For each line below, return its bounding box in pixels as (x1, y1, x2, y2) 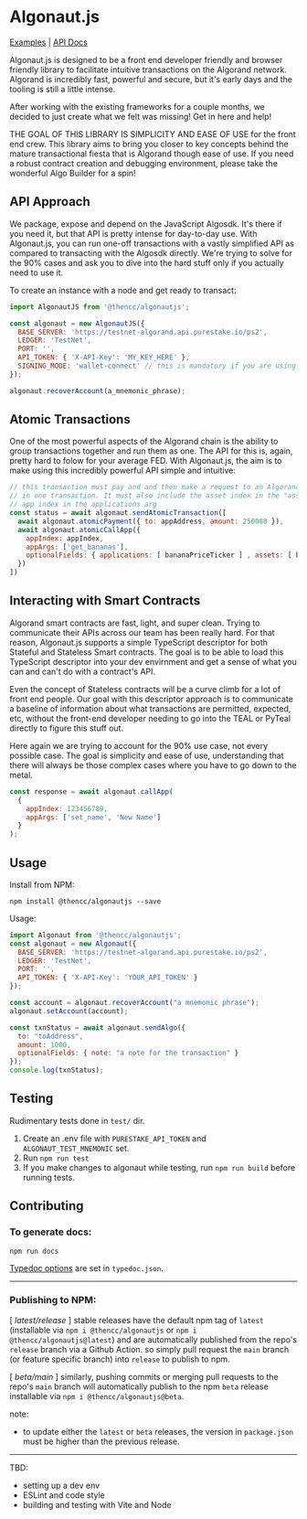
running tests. (22, 1171, 75, 1182)
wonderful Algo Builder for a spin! (9, 167, 136, 178)
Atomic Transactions (9, 412, 131, 427)
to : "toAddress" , (17, 1032, 84, 1041)
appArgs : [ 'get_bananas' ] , (26, 542, 129, 551)
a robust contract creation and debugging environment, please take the (9, 157, 279, 168)
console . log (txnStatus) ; (9, 1065, 104, 1075)
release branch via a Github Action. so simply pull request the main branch (9, 1343, 290, 1354)
